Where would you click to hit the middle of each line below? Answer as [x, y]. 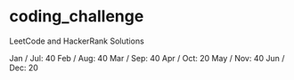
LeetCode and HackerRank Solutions [77, 41]
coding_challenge [77, 16]
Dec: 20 [24, 68]
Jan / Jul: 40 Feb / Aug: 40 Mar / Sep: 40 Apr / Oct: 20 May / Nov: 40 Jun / [147, 58]
